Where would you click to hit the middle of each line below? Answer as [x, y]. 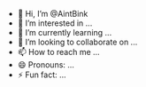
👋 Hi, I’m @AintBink [53, 14]
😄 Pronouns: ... [46, 65]
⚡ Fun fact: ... [42, 75]
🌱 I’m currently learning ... [65, 32]
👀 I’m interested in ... [55, 23]
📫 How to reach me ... [58, 52]
